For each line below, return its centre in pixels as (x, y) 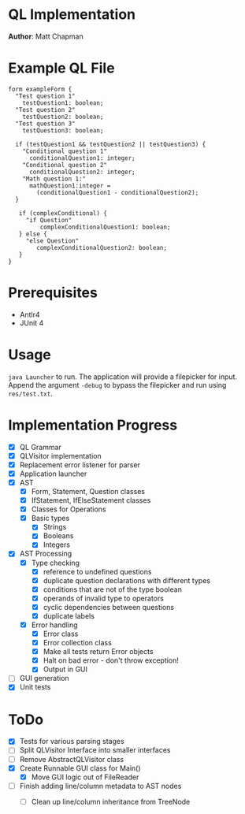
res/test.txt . (30, 393)
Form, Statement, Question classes (88, 491)
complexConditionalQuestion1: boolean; (105, 227)
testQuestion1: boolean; (63, 103)
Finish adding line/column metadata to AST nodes (100, 786)
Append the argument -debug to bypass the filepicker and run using (117, 385)
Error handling (54, 625)
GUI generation (44, 678)
